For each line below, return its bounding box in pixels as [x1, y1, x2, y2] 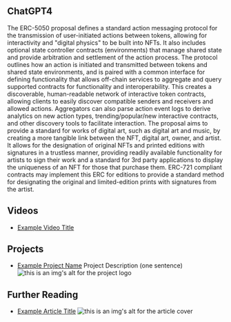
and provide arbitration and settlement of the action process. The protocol [7, 53, 218, 61]
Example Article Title [17, 307, 77, 316]
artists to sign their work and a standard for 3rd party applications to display [7, 155, 223, 164]
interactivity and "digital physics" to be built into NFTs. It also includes [7, 38, 206, 47]
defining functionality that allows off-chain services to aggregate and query [7, 75, 222, 83]
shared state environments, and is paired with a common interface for [7, 68, 205, 76]
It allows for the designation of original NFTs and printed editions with [7, 141, 205, 149]
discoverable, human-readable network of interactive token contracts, [7, 90, 206, 98]
